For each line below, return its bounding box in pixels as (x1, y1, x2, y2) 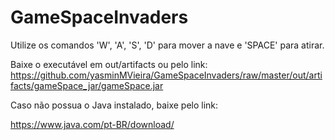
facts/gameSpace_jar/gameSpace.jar (10, 79, 164, 91)
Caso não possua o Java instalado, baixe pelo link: (10, 99, 219, 111)
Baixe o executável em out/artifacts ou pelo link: (10, 58, 208, 70)
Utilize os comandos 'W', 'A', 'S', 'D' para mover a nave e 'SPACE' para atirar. (10, 39, 325, 51)
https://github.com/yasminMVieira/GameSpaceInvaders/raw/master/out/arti (10, 69, 323, 81)
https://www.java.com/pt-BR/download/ (10, 118, 175, 130)
